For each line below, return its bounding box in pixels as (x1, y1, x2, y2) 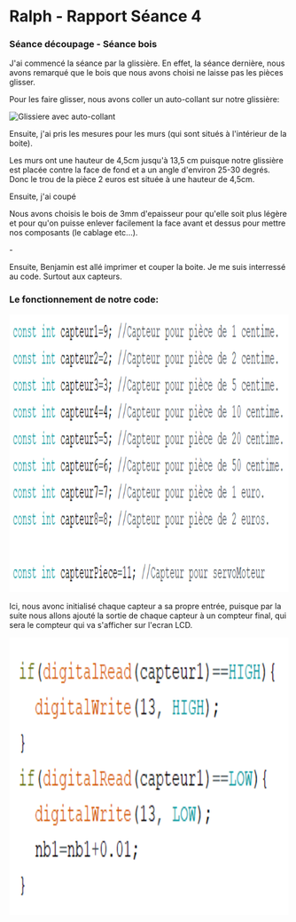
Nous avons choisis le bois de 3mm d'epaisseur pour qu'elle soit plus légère (9, 209, 288, 219)
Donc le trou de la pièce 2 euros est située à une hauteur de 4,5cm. (9, 174, 255, 185)
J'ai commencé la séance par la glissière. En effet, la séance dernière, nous (9, 58, 285, 68)
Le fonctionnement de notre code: (9, 293, 160, 306)
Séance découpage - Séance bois (9, 38, 158, 51)
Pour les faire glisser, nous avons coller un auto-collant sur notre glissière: (9, 94, 280, 105)
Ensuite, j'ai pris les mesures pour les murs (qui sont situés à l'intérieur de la (9, 129, 287, 139)
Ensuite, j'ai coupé (9, 191, 77, 202)
